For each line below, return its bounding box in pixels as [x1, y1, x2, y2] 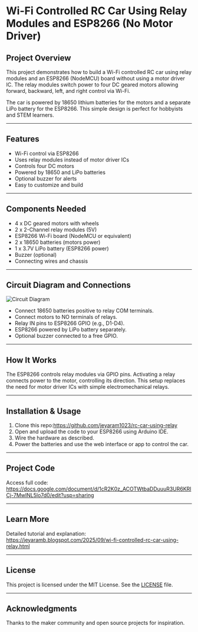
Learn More [6, 514, 49, 524]
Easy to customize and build [14, 181, 84, 188]
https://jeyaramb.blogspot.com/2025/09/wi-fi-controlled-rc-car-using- [6, 536, 179, 543]
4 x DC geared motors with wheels [14, 220, 99, 227]
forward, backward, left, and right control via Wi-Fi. [6, 88, 131, 94]
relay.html [6, 543, 31, 550]
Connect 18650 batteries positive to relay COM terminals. [14, 307, 154, 314]
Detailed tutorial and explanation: [6, 530, 87, 537]
